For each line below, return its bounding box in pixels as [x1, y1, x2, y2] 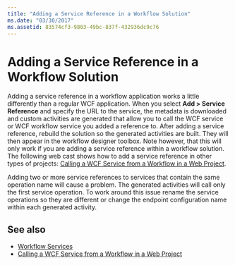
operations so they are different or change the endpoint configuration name [7, 195, 227, 204]
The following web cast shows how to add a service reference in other [7, 152, 212, 161]
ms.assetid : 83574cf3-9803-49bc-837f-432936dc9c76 [7, 23, 159, 30]
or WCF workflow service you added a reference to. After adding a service [7, 122, 224, 130]
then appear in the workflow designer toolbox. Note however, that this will [7, 137, 222, 145]
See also [7, 223, 46, 235]
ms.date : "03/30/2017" [7, 17, 74, 24]
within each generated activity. [7, 203, 97, 211]
